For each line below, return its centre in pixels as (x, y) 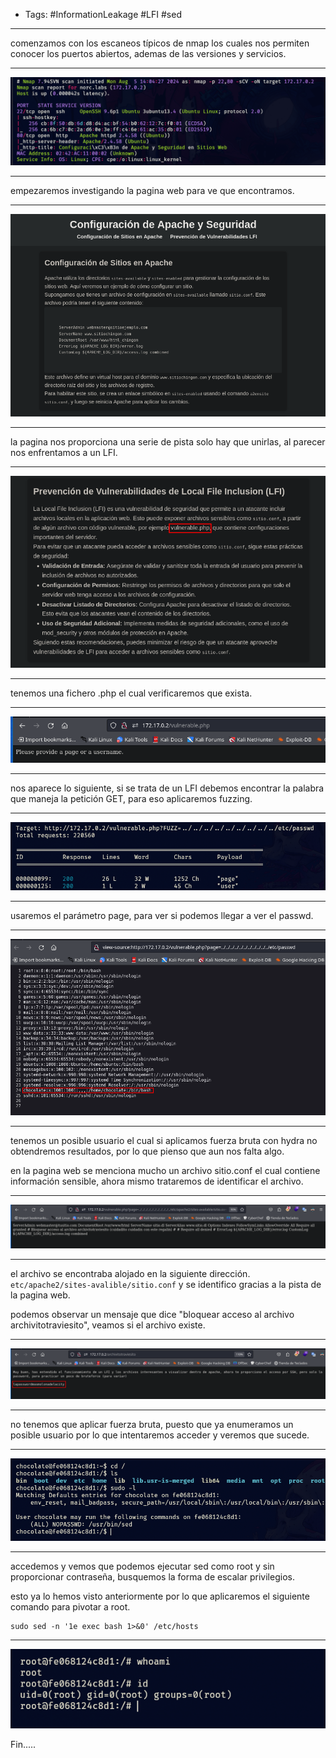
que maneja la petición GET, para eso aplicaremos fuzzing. (131, 799)
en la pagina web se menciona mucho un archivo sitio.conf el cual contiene (165, 1171)
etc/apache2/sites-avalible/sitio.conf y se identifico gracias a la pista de (166, 1284)
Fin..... (23, 1745)
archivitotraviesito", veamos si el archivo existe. (108, 1325)
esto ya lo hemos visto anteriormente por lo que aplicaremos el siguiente (160, 1596)
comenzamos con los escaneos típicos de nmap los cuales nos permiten (160, 43)
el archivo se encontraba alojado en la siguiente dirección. (130, 1273)
